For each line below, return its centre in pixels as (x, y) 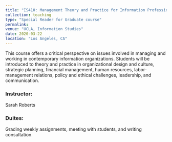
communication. (22, 80)
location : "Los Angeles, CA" (36, 39)
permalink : (17, 24)
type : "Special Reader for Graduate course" (53, 19)
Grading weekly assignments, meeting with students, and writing (73, 129)
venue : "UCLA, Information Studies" (44, 29)
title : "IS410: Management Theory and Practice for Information (75, 10)
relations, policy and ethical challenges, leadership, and (93, 75)
